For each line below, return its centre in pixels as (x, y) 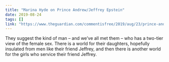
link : (11, 24)
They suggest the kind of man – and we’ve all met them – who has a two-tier (84, 38)
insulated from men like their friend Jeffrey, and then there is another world (83, 49)
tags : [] (14, 19)
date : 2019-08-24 (23, 15)
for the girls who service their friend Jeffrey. (51, 54)
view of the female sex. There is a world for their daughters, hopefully (77, 44)
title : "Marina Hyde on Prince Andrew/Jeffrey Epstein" (65, 10)
